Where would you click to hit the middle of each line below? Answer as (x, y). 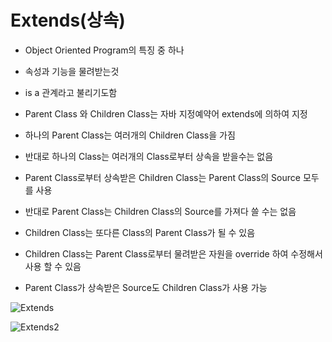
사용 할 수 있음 (53, 266)
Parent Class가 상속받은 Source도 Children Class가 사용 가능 (146, 287)
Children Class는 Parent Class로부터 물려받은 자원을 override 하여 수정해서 (173, 253)
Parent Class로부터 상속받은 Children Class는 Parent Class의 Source (162, 177)
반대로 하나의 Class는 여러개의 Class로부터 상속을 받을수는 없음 (149, 156)
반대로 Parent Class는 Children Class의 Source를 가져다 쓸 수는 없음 (160, 211)
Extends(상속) (68, 20)
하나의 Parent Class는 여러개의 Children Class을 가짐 (130, 135)
